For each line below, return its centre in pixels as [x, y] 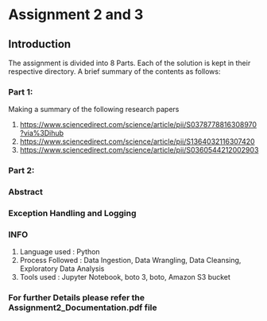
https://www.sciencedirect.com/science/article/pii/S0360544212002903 [139, 150]
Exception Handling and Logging [72, 214]
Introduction [40, 44]
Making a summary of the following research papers [94, 110]
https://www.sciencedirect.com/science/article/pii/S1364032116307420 [137, 141]
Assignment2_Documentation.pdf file [83, 307]
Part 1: [21, 91]
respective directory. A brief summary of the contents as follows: [114, 72]
